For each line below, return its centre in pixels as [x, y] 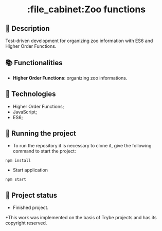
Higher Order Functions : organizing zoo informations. [70, 78]
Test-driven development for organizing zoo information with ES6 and [79, 41]
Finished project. [31, 208]
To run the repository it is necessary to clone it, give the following [82, 146]
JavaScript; [25, 112]
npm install [18, 161]
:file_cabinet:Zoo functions [86, 9]
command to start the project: [44, 151]
